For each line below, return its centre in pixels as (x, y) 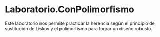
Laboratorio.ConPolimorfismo (69, 9)
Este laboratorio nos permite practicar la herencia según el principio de (80, 23)
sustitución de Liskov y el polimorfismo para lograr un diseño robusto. (78, 28)
